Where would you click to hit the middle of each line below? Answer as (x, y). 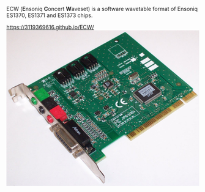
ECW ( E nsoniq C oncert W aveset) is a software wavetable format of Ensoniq (102, 9)
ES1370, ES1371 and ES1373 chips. (50, 15)
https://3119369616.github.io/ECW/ (50, 27)
